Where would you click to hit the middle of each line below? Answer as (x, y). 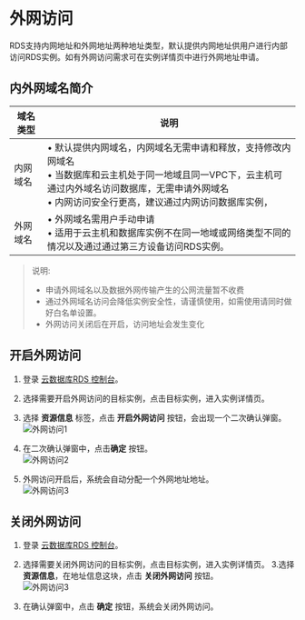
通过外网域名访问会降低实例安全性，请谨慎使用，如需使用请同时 (164, 301)
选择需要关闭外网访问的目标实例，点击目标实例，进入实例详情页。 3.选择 (158, 565)
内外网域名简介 (51, 89)
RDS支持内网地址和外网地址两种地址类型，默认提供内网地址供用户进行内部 (149, 45)
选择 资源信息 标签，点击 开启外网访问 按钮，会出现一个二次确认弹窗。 (154, 417)
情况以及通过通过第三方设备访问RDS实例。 (138, 246)
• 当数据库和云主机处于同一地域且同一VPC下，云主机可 (165, 175)
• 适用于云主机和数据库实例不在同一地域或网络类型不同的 (169, 233)
